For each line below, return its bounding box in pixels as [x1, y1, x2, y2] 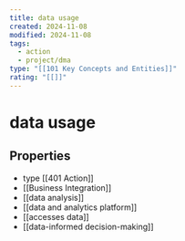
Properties [9, 148, 71, 164]
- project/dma [17, 56, 71, 65]
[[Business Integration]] [22, 182, 112, 193]
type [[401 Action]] [22, 173, 94, 183]
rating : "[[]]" [9, 73, 67, 82]
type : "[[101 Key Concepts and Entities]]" [9, 65, 178, 74]
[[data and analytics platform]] [22, 202, 138, 213]
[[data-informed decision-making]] [22, 221, 154, 232]
